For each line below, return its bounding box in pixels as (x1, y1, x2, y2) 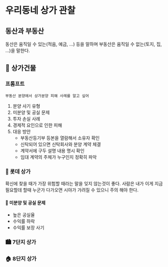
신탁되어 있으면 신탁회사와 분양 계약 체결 (20, 141, 101, 147)
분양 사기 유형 (12, 103, 40, 109)
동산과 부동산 (5, 27, 44, 35)
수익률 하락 (12, 218, 35, 225)
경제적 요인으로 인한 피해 (12, 122, 62, 128)
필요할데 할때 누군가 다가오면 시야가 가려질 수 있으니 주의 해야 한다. (5, 187, 139, 193)
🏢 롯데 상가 (5, 168, 31, 175)
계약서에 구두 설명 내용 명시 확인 (20, 148, 85, 154)
